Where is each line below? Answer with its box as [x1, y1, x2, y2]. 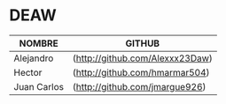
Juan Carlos [13, 80, 65, 93]
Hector [13, 66, 43, 78]
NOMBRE [19, 37, 59, 49]
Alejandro [13, 52, 54, 64]
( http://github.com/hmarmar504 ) [72, 66, 210, 78]
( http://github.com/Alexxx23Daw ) [72, 52, 213, 64]
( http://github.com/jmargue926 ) [72, 80, 207, 93]
